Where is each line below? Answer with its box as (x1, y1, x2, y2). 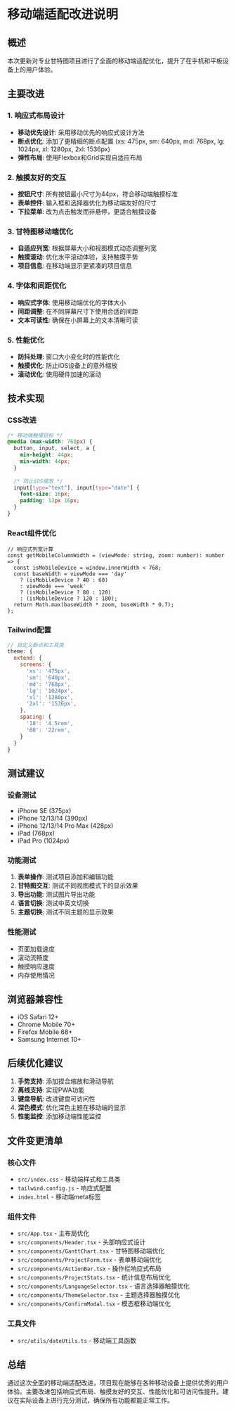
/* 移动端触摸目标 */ (7, 432, 63, 439)
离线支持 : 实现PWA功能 (17, 1086, 85, 1094)
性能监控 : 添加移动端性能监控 (17, 1112, 102, 1120)
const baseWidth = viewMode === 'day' (13, 570, 128, 577)
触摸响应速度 (17, 962, 55, 971)
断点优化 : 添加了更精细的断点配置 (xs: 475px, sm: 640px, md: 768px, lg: (17, 136, 225, 145)
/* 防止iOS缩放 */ (13, 478, 63, 485)
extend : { (13, 655, 42, 662)
